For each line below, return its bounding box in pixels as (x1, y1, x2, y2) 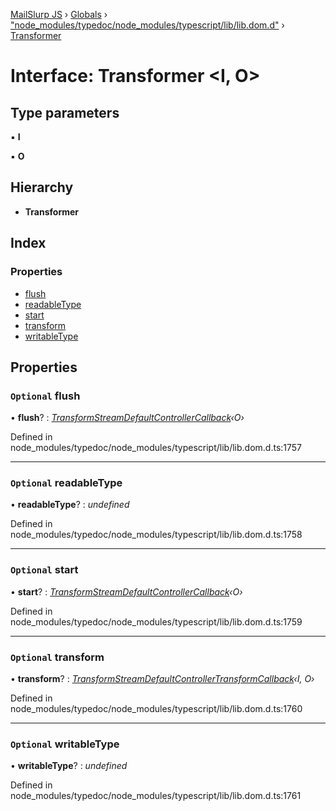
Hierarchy (10, 179, 74, 196)
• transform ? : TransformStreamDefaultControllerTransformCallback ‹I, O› (10, 673, 315, 685)
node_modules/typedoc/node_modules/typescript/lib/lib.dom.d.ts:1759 (10, 615, 303, 628)
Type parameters (10, 104, 120, 121)
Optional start (10, 563, 79, 577)
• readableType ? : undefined (10, 499, 130, 511)
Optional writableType (10, 737, 120, 751)
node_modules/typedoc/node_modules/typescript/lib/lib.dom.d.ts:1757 (10, 442, 303, 454)
